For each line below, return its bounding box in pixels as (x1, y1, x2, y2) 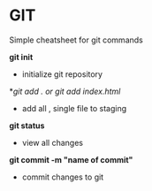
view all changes (21, 137, 84, 148)
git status (9, 120, 45, 131)
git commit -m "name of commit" (9, 154, 133, 164)
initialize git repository (21, 68, 103, 80)
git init (9, 51, 34, 62)
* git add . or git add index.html (9, 86, 121, 96)
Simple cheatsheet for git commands (9, 34, 143, 45)
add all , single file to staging (21, 103, 126, 113)
